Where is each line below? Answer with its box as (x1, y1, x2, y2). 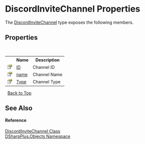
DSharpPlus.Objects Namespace (5, 133, 71, 139)
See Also (5, 104, 33, 112)
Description (35, 57, 60, 63)
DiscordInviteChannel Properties (5, 3, 141, 15)
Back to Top (7, 90, 32, 96)
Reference (5, 117, 27, 123)
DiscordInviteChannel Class (5, 128, 61, 134)
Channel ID (32, 64, 55, 70)
